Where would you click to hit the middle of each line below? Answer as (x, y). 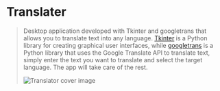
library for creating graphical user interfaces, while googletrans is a (118, 45)
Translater (36, 12)
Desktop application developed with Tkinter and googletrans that (115, 31)
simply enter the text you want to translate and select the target (113, 60)
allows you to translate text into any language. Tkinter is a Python (115, 38)
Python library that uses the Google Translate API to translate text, (117, 53)
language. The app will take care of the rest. (85, 67)
